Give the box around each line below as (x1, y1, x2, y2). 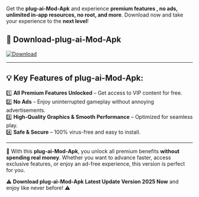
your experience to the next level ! (6, 18, 89, 24)
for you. (6, 166, 25, 173)
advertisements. (6, 106, 46, 114)
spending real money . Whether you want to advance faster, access (6, 154, 171, 161)
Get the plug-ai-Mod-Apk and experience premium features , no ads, (6, 5, 178, 12)
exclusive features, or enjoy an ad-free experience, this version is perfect (6, 160, 185, 167)
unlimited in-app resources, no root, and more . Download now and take (6, 11, 184, 18)
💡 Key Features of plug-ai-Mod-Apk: (6, 73, 144, 83)
